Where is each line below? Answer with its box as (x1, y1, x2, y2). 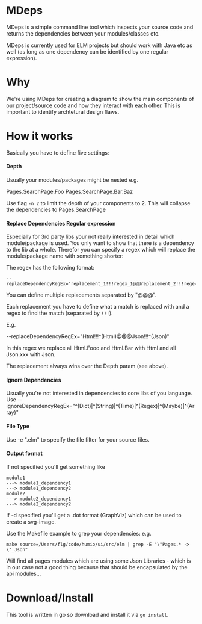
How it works (6, 129, 73, 143)
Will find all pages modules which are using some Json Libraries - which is (6, 557, 191, 564)
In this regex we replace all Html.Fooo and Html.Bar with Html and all (6, 344, 176, 352)
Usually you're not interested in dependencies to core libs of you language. (6, 389, 192, 397)
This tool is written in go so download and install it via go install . (6, 611, 169, 618)
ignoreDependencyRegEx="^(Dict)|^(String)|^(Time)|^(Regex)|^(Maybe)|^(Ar (6, 403, 195, 410)
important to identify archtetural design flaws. (6, 108, 120, 115)
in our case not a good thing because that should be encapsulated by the (6, 563, 188, 570)
